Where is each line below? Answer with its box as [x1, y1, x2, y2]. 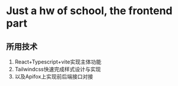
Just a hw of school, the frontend [6, 4, 173, 18]
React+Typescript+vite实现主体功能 [14, 58, 102, 65]
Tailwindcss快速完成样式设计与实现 [14, 66, 101, 72]
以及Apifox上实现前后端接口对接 [14, 73, 93, 80]
